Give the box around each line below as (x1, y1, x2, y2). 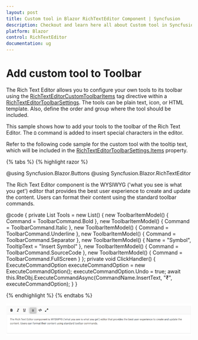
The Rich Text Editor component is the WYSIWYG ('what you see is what (6, 181, 182, 188)
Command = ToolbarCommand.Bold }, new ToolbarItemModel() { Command (6, 217, 190, 224)
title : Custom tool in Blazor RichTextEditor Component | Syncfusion (6, 15, 181, 22)
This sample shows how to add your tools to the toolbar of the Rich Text (6, 123, 181, 130)
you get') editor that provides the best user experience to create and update (6, 187, 191, 194)
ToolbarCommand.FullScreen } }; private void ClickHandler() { (6, 255, 156, 262)
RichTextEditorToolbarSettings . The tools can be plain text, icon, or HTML (6, 99, 184, 106)
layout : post (6, 9, 38, 15)
